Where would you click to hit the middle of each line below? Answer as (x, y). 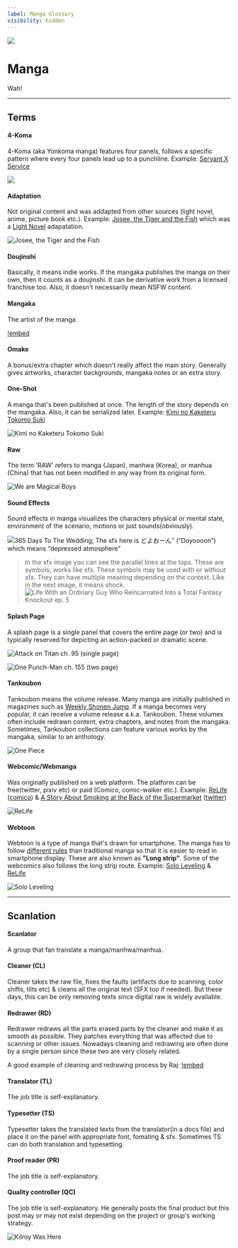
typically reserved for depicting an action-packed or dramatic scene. (108, 639)
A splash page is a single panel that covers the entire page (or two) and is (115, 632)
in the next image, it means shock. (75, 585)
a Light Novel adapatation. (46, 227)
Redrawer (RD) (29, 1013)
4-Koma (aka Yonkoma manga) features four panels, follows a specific (110, 151)
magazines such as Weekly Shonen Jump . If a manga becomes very (107, 707)
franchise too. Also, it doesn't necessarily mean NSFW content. (100, 287)
